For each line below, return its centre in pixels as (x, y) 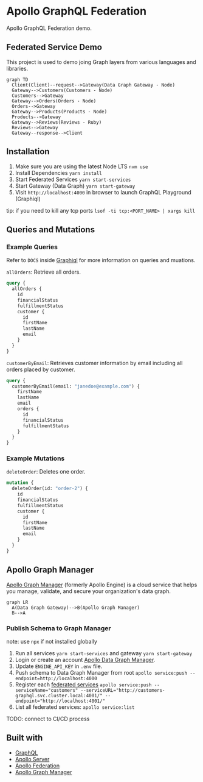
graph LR (17, 602)
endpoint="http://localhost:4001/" (60, 701)
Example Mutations (36, 458)
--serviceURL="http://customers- (123, 690)
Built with (25, 738)
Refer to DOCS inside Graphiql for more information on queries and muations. (101, 260)
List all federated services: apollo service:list (75, 707)
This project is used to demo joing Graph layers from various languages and (101, 62)
